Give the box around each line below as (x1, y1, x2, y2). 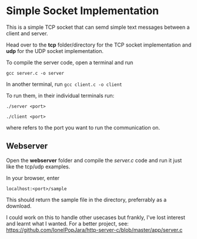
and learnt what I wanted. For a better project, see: (6, 220, 129, 227)
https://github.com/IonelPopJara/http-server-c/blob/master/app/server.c (6, 226, 183, 233)
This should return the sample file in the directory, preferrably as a (6, 196, 167, 203)
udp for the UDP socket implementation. (6, 47, 104, 54)
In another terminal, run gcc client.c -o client (6, 81, 122, 88)
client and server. (6, 29, 48, 36)
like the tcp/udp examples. (6, 163, 71, 170)
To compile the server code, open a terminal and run (6, 59, 133, 66)
